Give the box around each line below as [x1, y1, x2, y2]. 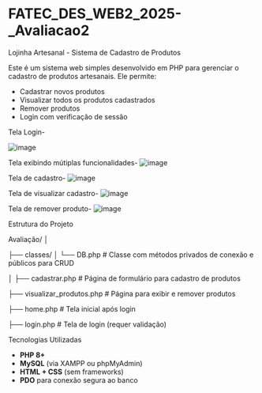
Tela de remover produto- [8, 203, 92, 214]
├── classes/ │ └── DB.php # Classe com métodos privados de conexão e [8, 250, 254, 259]
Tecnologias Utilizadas [8, 334, 82, 344]
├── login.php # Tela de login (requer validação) [8, 319, 167, 329]
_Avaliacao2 [8, 21, 90, 40]
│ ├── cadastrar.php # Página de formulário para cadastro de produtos [8, 274, 241, 283]
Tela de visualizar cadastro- [8, 188, 99, 198]
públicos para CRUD [8, 258, 75, 267]
